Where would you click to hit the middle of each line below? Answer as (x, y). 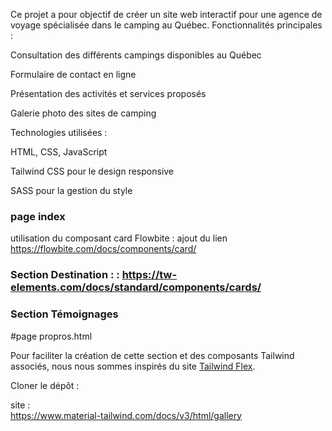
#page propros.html (51, 336)
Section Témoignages (64, 314)
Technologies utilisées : (59, 132)
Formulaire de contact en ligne (73, 74)
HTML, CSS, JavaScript (59, 152)
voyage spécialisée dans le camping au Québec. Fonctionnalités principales (166, 25)
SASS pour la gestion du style (71, 190)
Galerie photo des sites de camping (83, 113)
